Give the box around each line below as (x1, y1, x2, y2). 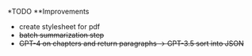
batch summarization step (18, 31, 105, 39)
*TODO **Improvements (7, 7, 90, 16)
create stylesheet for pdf (18, 22, 101, 31)
